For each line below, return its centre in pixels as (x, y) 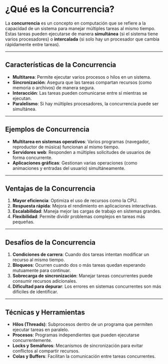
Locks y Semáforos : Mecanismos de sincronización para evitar (78, 345)
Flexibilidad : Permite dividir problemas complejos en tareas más (79, 217)
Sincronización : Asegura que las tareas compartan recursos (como (82, 82)
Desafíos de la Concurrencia (50, 242)
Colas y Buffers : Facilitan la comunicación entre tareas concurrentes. (84, 356)
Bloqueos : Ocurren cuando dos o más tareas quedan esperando (79, 265)
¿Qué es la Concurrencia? (60, 9)
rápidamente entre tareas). (33, 44)
